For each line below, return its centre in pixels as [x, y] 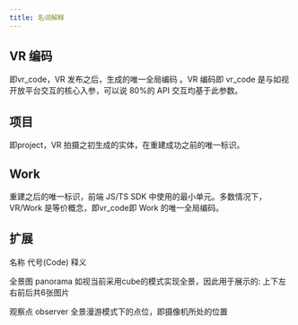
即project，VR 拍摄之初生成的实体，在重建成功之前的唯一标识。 [127, 145]
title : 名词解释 [37, 18]
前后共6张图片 [43, 292]
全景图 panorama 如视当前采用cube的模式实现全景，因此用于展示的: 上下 [144, 281]
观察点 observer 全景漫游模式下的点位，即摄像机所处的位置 [118, 312]
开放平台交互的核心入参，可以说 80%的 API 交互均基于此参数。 [126, 91]
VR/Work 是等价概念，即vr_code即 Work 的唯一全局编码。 [117, 208]
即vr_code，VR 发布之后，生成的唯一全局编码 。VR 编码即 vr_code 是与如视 [149, 79]
